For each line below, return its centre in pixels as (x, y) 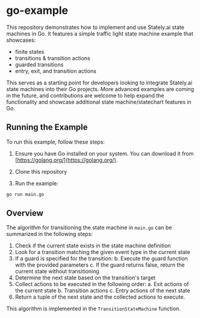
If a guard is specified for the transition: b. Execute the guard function (101, 259)
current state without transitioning (57, 272)
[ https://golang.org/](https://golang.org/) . (66, 160)
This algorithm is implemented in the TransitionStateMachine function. (93, 309)
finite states (30, 51)
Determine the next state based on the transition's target (85, 278)
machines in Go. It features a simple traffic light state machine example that (100, 33)
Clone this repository (41, 171)
